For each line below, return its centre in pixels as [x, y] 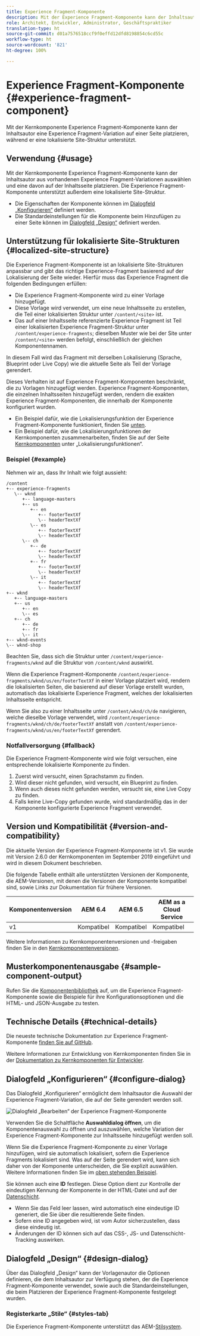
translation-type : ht [33, 28]
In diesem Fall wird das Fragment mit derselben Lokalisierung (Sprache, [94, 358]
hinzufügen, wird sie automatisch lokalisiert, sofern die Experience [88, 1154]
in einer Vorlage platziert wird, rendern [143, 680]
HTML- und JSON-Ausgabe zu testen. [53, 1003]
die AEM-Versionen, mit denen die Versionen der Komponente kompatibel [96, 881]
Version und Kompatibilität [57, 827]
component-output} [44, 976]
